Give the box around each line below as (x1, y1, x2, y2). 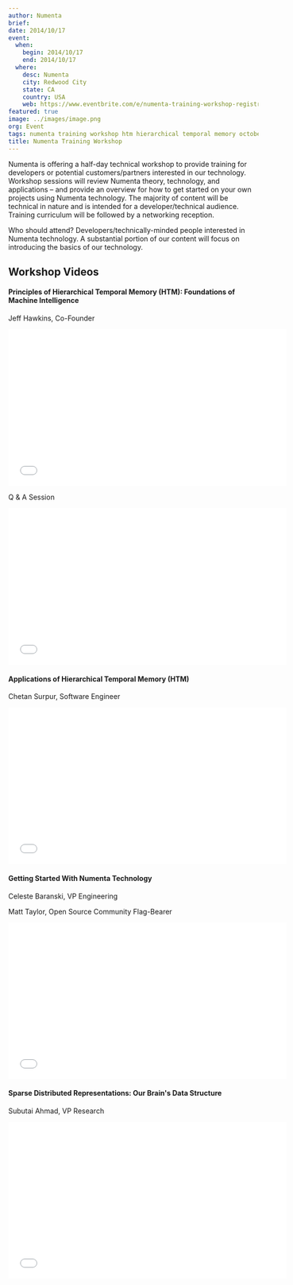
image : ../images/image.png (8, 115, 102, 123)
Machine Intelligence (8, 296, 79, 305)
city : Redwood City (22, 78, 87, 86)
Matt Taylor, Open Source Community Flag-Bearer (8, 906, 172, 916)
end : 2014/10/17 (22, 56, 77, 64)
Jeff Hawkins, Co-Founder (8, 313, 95, 323)
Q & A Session (8, 492, 56, 502)
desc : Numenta (22, 71, 69, 79)
